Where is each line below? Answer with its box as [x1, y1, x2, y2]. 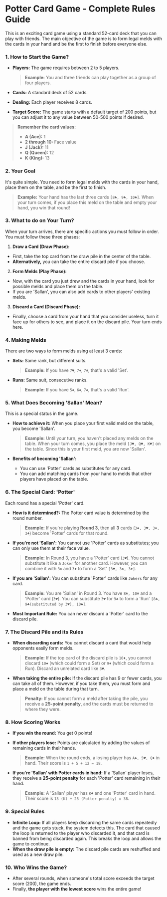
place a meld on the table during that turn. [12, 686, 99, 692]
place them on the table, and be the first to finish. [5, 184, 107, 190]
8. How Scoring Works [5, 719, 61, 726]
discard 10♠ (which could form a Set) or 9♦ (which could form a [24, 660, 154, 666]
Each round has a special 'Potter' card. [5, 500, 85, 506]
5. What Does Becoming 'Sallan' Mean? [5, 399, 103, 406]
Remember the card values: [17, 124, 76, 130]
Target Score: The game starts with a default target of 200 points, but [12, 109, 157, 115]
